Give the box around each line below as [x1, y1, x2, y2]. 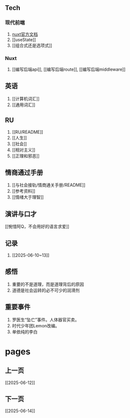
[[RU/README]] [12, 129, 43, 135]
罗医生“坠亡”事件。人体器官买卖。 [12, 317, 79, 323]
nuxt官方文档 [12, 31, 38, 37]
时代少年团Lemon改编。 [12, 323, 60, 328]
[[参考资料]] [12, 188, 36, 194]
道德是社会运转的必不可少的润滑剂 [12, 287, 80, 293]
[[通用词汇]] [12, 102, 36, 108]
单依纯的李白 [12, 329, 38, 335]
